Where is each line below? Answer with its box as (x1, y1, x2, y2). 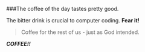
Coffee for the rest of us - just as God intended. (21, 28, 140, 36)
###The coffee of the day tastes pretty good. (6, 5, 119, 12)
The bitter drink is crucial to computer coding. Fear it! (6, 17, 140, 24)
